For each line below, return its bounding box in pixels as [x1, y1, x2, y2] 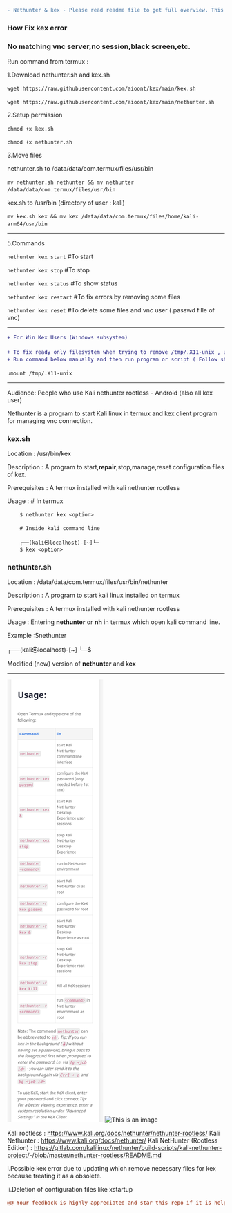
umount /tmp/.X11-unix [7, 370, 72, 377]
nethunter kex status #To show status [7, 279, 118, 288]
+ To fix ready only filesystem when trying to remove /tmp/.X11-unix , [7, 348, 221, 355]
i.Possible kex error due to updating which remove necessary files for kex [7, 1165, 216, 1173]
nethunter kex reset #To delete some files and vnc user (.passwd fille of [7, 306, 215, 314]
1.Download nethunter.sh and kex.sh [7, 70, 110, 79]
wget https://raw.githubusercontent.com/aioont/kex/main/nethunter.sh [7, 99, 215, 106]
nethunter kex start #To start [7, 252, 94, 261]
